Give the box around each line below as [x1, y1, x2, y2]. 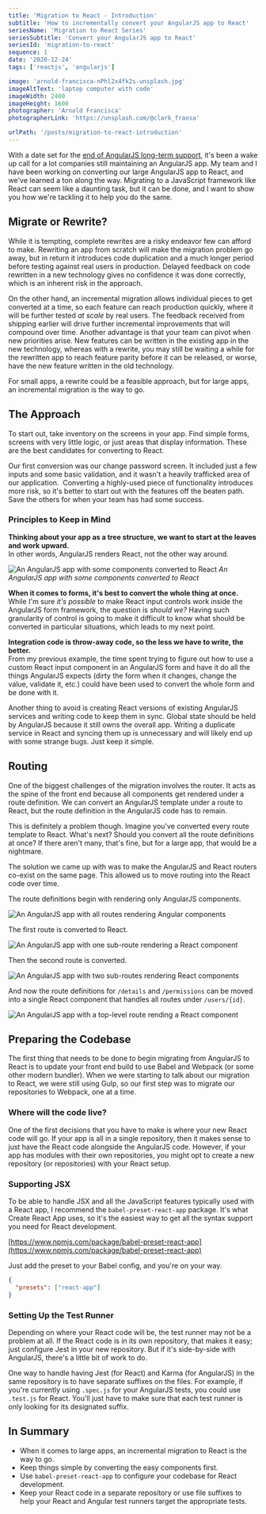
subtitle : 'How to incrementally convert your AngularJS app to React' [8, 19, 249, 27]
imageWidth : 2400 [8, 92, 66, 100]
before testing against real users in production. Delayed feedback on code [8, 261, 251, 271]
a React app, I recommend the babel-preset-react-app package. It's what [8, 1205, 249, 1215]
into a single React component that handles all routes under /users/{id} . [8, 995, 245, 1004]
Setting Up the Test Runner [8, 1310, 115, 1321]
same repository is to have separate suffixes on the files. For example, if [8, 1376, 243, 1386]
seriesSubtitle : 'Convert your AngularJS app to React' [8, 33, 196, 42]
